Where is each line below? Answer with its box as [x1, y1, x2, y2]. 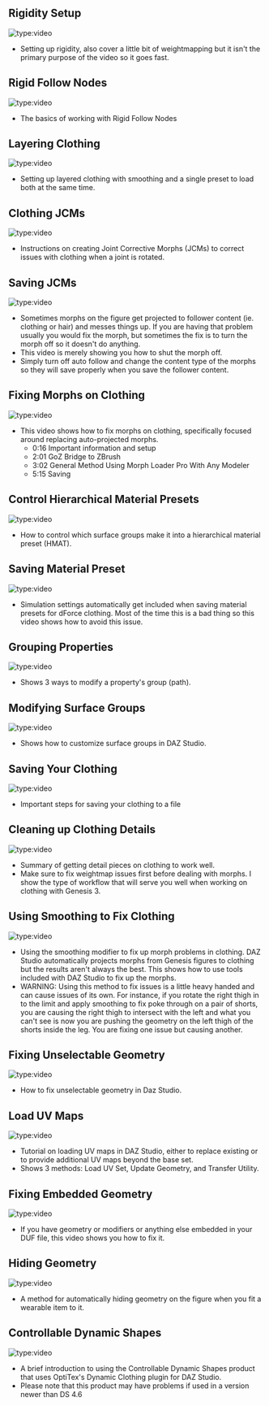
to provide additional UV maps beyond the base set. [19, 1155, 194, 1165]
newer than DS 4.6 [19, 1389, 83, 1399]
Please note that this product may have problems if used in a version [19, 1381, 250, 1391]
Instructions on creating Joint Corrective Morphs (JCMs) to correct [19, 244, 245, 254]
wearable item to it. [19, 1302, 85, 1312]
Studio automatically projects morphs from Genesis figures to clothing [19, 955, 254, 966]
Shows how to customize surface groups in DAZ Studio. [19, 739, 207, 749]
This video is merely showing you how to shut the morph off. [19, 348, 223, 358]
